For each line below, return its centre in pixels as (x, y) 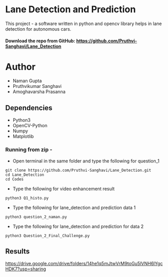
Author (20, 67)
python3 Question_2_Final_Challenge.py (48, 236)
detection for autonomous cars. (38, 29)
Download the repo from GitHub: (40, 41)
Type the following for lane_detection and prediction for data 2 (78, 226)
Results (18, 251)
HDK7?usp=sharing (26, 269)
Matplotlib (23, 136)
